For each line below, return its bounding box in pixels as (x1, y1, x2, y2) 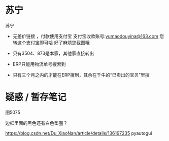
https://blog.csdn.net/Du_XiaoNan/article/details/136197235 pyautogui (5, 130, 152, 136)
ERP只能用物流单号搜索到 (12, 61, 66, 67)
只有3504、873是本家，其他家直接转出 (12, 50, 94, 56)
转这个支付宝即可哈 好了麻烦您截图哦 (12, 39, 90, 46)
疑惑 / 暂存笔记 (5, 92, 67, 103)
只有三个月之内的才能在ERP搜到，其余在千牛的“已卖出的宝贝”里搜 (12, 72, 150, 78)
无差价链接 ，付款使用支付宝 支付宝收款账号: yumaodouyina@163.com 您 (12, 33, 164, 39)
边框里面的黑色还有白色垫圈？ (5, 120, 67, 126)
